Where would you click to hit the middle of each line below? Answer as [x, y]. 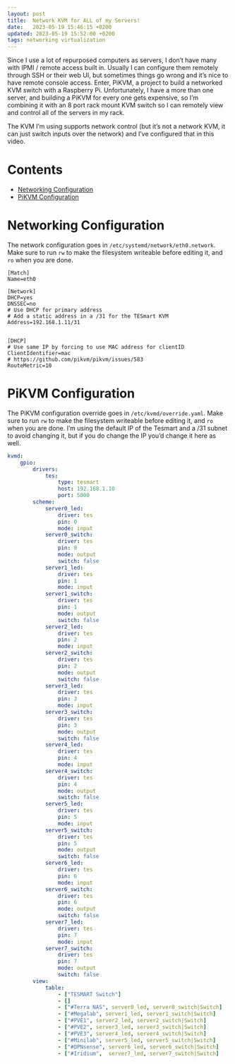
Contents [35, 170]
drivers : [46, 469]
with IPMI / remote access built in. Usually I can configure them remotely [113, 68]
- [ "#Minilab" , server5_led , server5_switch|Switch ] [137, 1040]
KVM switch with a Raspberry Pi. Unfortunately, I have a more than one [110, 90]
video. [17, 141]
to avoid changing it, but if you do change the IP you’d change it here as [112, 436]
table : [55, 988]
